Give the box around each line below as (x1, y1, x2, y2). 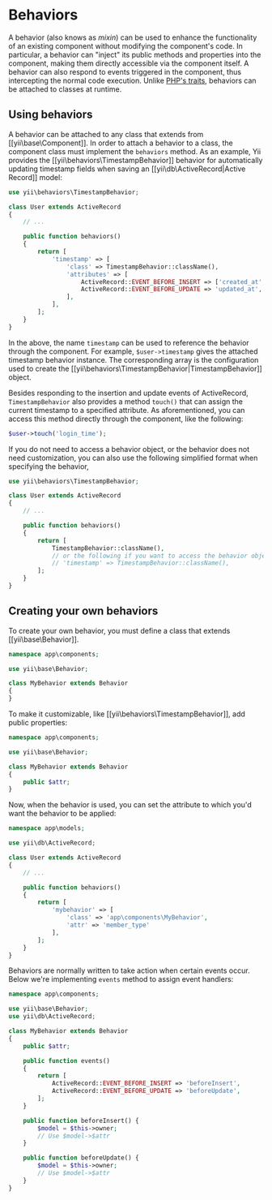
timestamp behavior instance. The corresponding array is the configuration (8, 355, 259, 364)
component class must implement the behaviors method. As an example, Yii (8, 146, 261, 156)
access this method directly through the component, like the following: (8, 414, 244, 424)
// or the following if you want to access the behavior (51, 552, 249, 560)
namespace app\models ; (8, 824, 85, 832)
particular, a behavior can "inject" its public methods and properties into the (8, 49, 261, 59)
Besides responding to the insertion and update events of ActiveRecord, (8, 388, 249, 398)
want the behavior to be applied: (8, 809, 117, 819)
